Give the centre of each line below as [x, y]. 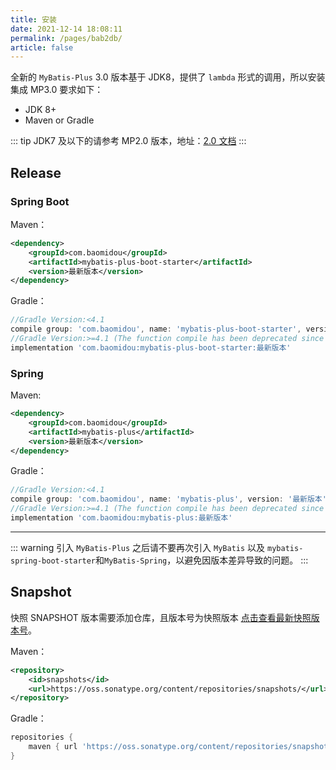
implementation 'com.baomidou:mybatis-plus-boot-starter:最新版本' [151, 347]
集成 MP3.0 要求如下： [57, 90]
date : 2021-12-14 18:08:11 [66, 29]
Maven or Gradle [59, 120]
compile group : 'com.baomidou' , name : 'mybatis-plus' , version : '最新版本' [168, 499]
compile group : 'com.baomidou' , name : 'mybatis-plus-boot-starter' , [156, 329]
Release [36, 172]
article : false [42, 47]
